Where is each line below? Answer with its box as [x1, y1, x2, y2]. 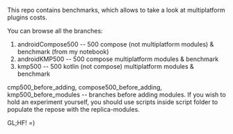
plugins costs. [7, 13, 47, 22]
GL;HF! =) [7, 119, 35, 127]
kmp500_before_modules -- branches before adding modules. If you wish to [7, 90, 226, 99]
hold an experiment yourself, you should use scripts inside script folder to [7, 98, 218, 106]
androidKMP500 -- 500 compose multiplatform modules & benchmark [17, 55, 219, 63]
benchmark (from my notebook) [17, 48, 109, 56]
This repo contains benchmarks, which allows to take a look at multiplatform [7, 6, 225, 14]
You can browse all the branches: [7, 27, 103, 35]
